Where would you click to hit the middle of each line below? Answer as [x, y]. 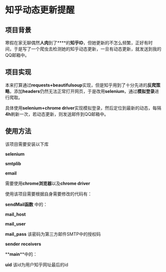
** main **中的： [21, 254]
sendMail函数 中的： [27, 204]
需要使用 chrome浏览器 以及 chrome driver [48, 183]
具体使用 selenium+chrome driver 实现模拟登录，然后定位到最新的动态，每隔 [83, 108]
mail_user [16, 224]
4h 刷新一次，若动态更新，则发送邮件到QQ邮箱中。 [57, 114]
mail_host [16, 214]
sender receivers [23, 244]
